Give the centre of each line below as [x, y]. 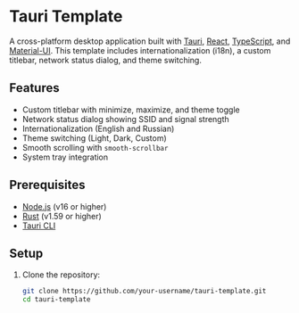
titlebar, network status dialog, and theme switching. [106, 60]
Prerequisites [47, 185]
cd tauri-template [56, 300]
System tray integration [65, 157]
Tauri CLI [39, 226]
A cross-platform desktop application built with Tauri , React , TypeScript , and [150, 41]
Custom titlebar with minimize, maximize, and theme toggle [131, 110]
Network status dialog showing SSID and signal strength [125, 119]
